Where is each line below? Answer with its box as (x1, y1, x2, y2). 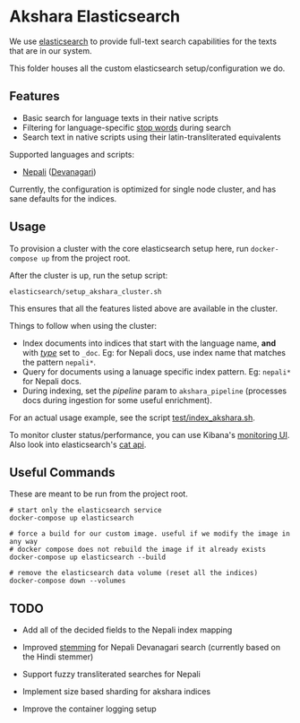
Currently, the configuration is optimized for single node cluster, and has (9, 184, 277, 194)
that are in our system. (9, 45, 92, 56)
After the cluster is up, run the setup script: (9, 270, 168, 280)
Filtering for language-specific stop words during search (21, 122, 231, 133)
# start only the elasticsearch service (9, 506, 163, 515)
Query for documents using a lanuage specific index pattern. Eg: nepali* (21, 366, 291, 377)
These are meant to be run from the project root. (9, 488, 188, 499)
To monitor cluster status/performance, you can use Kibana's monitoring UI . (9, 429, 290, 440)
